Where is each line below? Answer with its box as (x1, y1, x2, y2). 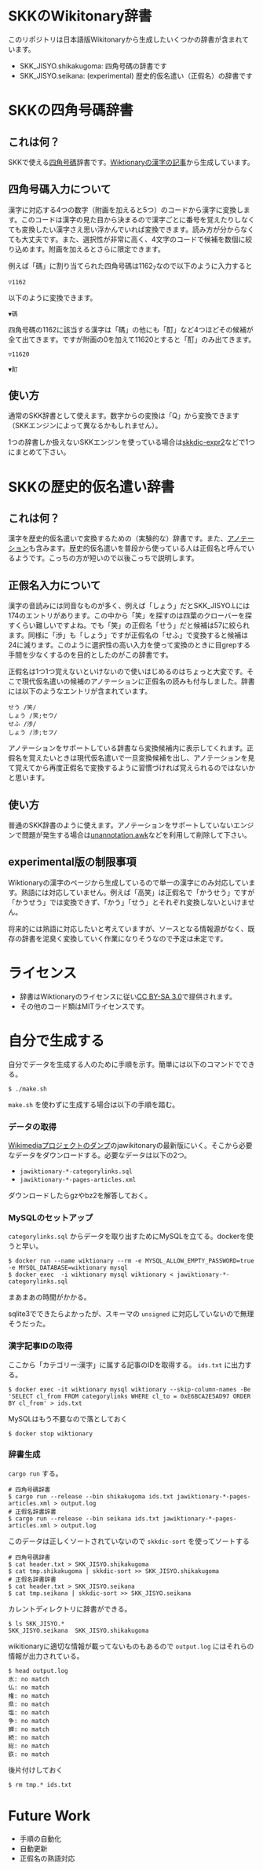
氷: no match (8, 1675, 49, 1683)
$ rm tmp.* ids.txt (8, 1780, 72, 1788)
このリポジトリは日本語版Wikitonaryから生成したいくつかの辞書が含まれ (8, 35, 243, 44)
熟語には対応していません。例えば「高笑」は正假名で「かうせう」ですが (20, 887, 255, 896)
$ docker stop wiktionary (8, 1429, 93, 1438)
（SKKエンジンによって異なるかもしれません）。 (8, 421, 163, 431)
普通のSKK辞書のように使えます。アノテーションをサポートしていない (8, 820, 234, 830)
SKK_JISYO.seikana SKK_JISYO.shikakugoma (8, 1626, 149, 1634)
